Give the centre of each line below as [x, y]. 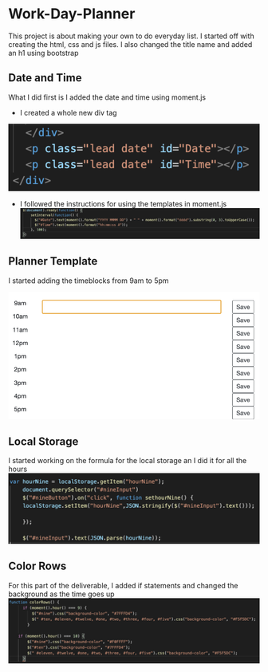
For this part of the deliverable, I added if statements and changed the [123, 585]
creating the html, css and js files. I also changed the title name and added [130, 44]
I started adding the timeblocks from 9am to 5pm [89, 281]
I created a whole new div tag [68, 112]
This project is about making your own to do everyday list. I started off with [131, 36]
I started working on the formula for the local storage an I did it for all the [128, 461]
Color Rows [37, 566]
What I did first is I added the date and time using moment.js [107, 97]
